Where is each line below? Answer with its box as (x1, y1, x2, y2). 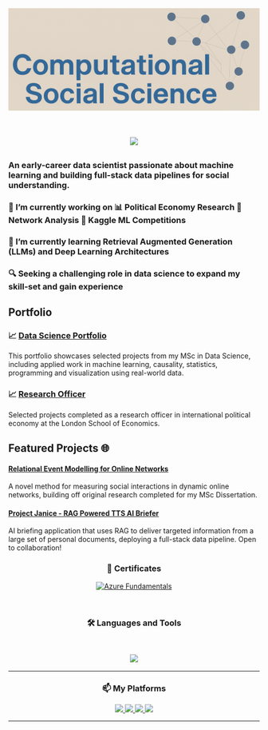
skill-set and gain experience (8, 281, 124, 292)
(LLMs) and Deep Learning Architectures (8, 245, 170, 257)
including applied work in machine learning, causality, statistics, (8, 360, 218, 369)
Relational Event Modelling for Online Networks (8, 464, 169, 473)
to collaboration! (8, 543, 62, 552)
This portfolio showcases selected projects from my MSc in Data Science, (8, 351, 251, 361)
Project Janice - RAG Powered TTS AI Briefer (8, 508, 160, 518)
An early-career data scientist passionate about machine (8, 159, 234, 170)
